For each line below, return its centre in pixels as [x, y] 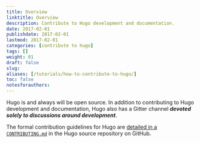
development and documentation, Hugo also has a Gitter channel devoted [99, 109]
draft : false [23, 62]
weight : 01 [20, 57]
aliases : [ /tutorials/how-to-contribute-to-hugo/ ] [72, 74]
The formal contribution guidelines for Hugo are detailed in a [82, 127]
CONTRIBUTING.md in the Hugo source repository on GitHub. [79, 133]
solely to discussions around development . [62, 115]
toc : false [20, 79]
